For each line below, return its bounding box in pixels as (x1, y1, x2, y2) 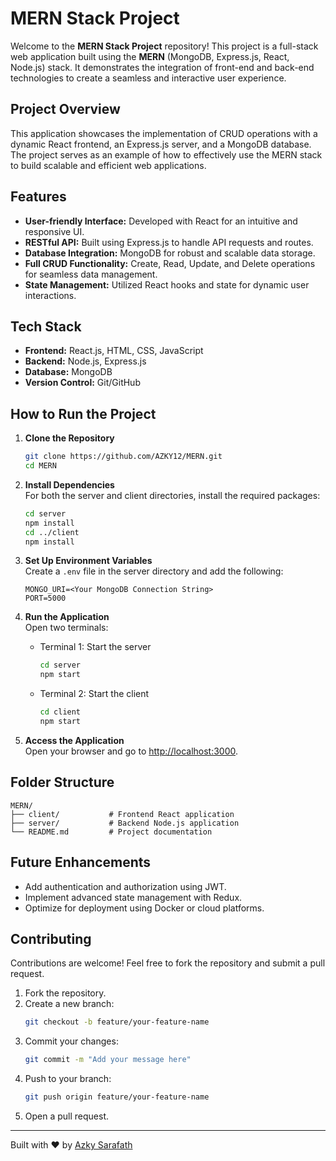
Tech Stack (10, 318, 82, 335)
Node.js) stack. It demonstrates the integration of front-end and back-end (10, 61, 315, 73)
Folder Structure (10, 774, 115, 791)
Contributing (10, 930, 92, 947)
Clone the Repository (24, 432, 115, 444)
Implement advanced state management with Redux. (24, 891, 243, 903)
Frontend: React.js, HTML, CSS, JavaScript (24, 345, 204, 357)
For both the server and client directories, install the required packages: (24, 489, 321, 501)
